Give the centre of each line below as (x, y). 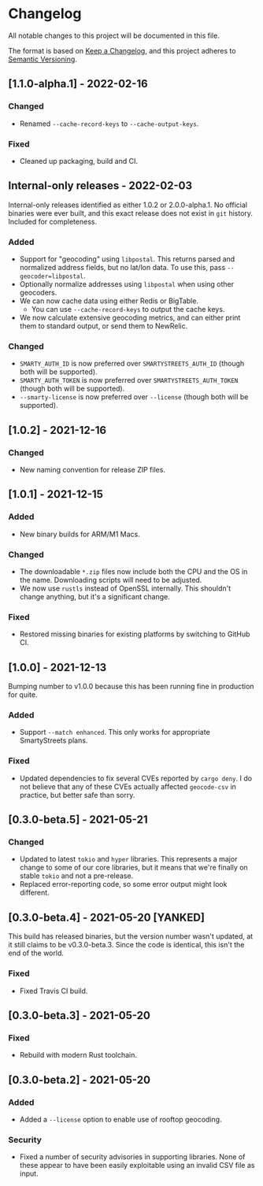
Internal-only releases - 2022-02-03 (100, 186)
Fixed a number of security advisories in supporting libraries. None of (132, 1157)
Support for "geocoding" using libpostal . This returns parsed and (127, 259)
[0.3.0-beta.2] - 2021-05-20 (80, 1080)
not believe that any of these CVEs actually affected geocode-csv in (128, 786)
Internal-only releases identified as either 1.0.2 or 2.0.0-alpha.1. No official (128, 205)
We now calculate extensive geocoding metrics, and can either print (130, 318)
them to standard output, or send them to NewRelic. (104, 326)
